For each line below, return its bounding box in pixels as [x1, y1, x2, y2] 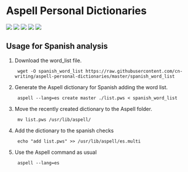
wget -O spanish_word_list [17, 68, 83, 74]
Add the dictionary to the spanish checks [14, 127, 114, 134]
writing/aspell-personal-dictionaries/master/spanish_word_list [14, 73, 175, 79]
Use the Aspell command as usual [14, 149, 97, 156]
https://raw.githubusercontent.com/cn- [86, 68, 183, 74]
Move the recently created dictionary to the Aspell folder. [14, 105, 152, 112]
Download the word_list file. [14, 57, 82, 64]
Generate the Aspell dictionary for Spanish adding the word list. [14, 83, 168, 90]
